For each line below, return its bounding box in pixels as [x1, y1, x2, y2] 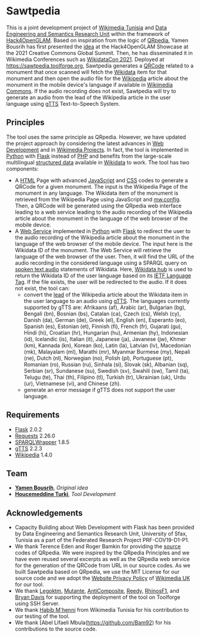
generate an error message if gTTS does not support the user [23, 386, 176, 393]
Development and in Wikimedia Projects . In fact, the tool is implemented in [6, 146, 189, 153]
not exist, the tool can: [14, 284, 70, 292]
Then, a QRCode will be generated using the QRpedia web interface [14, 202, 182, 209]
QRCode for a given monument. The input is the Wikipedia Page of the [14, 183, 188, 190]
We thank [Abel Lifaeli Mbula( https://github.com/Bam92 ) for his [14, 619, 171, 626]
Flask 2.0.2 [14, 425, 42, 433]
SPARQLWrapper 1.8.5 [14, 438, 70, 446]
